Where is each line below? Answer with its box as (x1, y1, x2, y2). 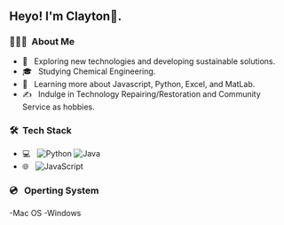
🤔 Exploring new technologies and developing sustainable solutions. (21, 55, 276, 67)
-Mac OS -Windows (9, 208, 82, 219)
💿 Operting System (9, 184, 99, 197)
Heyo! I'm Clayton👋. (9, 9, 122, 24)
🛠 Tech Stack (9, 124, 73, 136)
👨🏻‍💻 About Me (9, 36, 75, 48)
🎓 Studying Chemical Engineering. (21, 66, 156, 76)
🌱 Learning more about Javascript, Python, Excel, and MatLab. (21, 78, 256, 89)
